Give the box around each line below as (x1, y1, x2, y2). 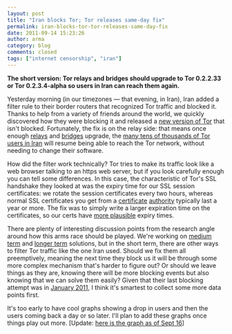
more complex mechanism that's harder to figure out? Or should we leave (7, 261, 216, 270)
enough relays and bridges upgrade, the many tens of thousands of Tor (7, 131, 211, 140)
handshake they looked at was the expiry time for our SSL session (7, 181, 195, 190)
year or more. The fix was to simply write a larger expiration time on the (7, 203, 211, 212)
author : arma (7, 36, 45, 43)
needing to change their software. (7, 146, 104, 154)
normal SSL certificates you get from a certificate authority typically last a (7, 196, 217, 205)
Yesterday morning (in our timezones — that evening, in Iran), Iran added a (7, 95, 220, 103)
